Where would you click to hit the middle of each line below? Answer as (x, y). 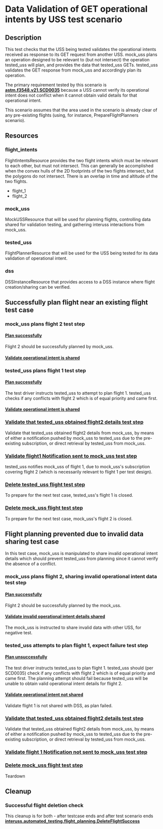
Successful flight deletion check (44, 805)
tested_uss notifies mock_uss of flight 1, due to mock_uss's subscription (78, 466)
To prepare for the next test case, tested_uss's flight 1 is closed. (69, 495)
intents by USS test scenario (64, 19)
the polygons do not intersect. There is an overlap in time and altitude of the (81, 176)
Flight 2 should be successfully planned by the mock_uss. (63, 605)
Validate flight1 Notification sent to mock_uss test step (71, 456)
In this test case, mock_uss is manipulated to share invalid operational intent (81, 553)
